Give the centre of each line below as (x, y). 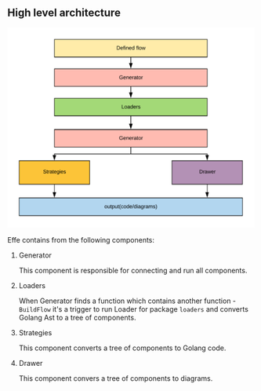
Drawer (31, 363)
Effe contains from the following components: (81, 239)
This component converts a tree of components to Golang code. (122, 348)
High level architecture (64, 13)
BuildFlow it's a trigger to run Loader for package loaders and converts (133, 309)
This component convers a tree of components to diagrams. (116, 378)
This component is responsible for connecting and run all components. (133, 270)
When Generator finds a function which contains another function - (127, 301)
